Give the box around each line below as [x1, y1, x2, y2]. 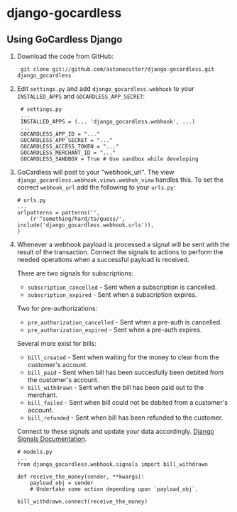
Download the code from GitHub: [16, 52, 114, 60]
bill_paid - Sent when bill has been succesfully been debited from [27, 368, 224, 376]
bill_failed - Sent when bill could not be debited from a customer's [27, 398, 228, 406]
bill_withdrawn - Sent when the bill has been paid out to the [27, 383, 204, 391]
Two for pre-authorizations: [16, 304, 97, 312]
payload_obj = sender [30, 479, 94, 486]
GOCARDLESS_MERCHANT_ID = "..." [20, 149, 116, 156]
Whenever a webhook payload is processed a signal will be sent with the [16, 240, 230, 249]
